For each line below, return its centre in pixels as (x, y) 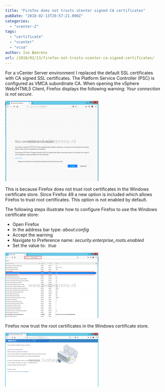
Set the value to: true (34, 245)
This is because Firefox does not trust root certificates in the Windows (77, 189)
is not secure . (19, 94)
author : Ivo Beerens (27, 52)
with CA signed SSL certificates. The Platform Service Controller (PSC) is (80, 78)
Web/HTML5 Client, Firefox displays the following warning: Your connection (83, 89)
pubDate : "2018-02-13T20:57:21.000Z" (44, 16)
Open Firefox (26, 224)
